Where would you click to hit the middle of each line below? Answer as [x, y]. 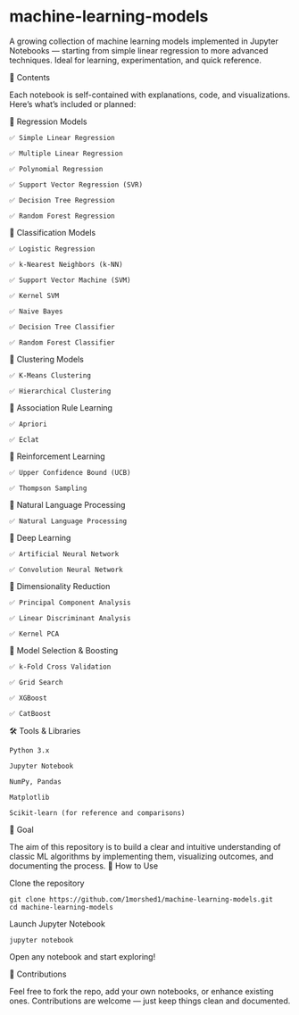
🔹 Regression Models [48, 121]
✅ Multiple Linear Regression [66, 154]
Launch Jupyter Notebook [57, 923]
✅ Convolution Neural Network [66, 570]
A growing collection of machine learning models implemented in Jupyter [144, 41]
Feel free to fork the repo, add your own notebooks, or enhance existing [141, 991]
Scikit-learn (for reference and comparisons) [97, 813]
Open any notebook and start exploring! [83, 956]
